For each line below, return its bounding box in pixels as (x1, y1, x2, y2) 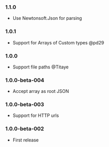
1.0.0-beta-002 (5, 125, 44, 132)
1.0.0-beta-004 (5, 77, 45, 84)
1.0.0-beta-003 (5, 101, 45, 108)
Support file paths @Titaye (12, 64, 69, 70)
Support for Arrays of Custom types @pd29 (12, 39, 104, 45)
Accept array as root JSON (12, 88, 69, 94)
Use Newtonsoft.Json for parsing (12, 15, 82, 21)
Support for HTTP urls (12, 112, 59, 118)
